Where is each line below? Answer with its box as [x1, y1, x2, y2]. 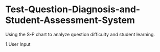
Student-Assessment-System [5, 14, 135, 26]
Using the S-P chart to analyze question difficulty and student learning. [5, 31, 155, 37]
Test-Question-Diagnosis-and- [5, 4, 141, 15]
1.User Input [5, 41, 31, 47]
